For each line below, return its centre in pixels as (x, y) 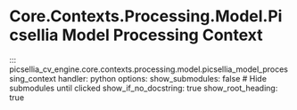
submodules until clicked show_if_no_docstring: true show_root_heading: (144, 88)
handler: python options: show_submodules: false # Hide (162, 78)
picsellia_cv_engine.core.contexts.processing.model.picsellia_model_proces (148, 69)
